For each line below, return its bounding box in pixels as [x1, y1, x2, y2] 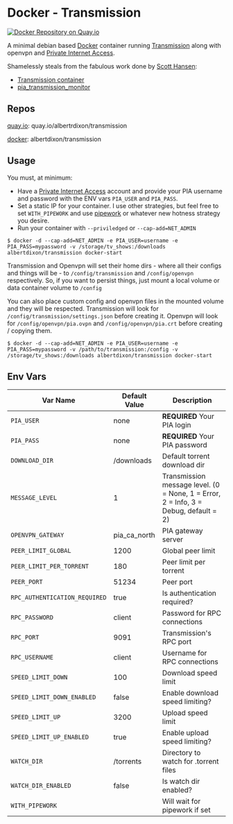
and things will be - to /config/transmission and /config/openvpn [7, 268, 194, 277]
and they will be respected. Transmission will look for [7, 304, 159, 313]
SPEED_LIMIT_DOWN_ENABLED [10, 694, 96, 701]
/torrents [113, 757, 142, 766]
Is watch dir [162, 777, 200, 787]
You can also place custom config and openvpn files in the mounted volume [7, 297, 224, 305]
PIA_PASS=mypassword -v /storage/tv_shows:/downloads [7, 243, 166, 250]
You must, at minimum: [7, 173, 73, 182]
